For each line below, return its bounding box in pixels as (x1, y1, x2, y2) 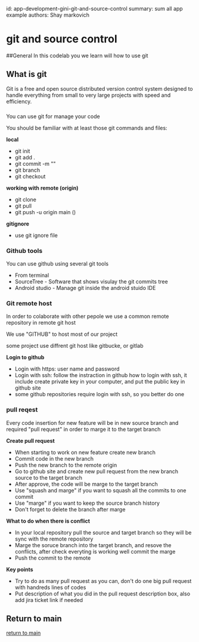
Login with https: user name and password (14, 365, 120, 372)
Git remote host (6, 299, 52, 307)
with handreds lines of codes (14, 584, 86, 591)
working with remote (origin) (6, 184, 79, 192)
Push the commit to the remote (14, 554, 91, 561)
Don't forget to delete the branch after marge (14, 505, 126, 513)
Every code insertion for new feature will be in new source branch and (6, 419, 179, 426)
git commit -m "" (14, 160, 56, 167)
